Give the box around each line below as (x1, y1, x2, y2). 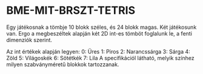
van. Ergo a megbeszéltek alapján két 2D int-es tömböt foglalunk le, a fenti (6, 29, 193, 37)
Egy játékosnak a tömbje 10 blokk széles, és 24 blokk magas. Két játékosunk (6, 23, 197, 31)
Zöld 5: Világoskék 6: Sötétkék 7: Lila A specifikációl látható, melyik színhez (6, 54, 195, 61)
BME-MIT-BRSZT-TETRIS (6, 4, 135, 17)
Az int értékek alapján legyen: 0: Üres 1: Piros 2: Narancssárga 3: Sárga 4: (6, 48, 191, 55)
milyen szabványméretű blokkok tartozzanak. (6, 61, 119, 68)
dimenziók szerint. (6, 36, 53, 43)
